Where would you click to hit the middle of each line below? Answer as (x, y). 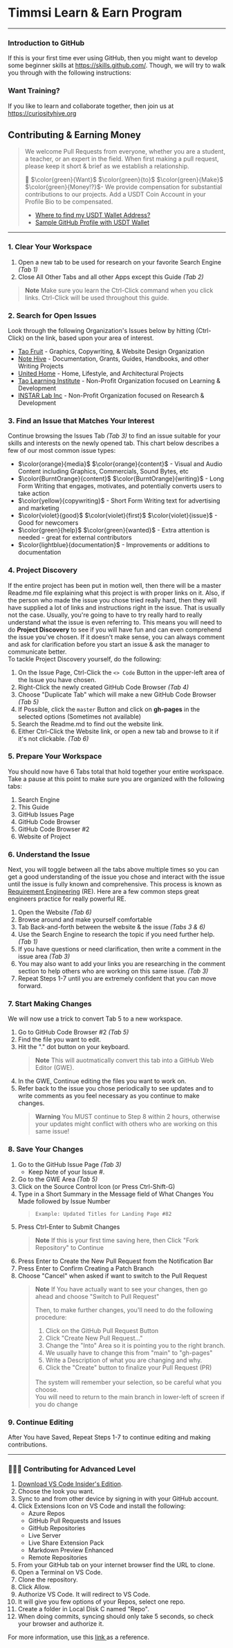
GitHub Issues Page (46, 814)
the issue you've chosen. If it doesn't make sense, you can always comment (116, 637)
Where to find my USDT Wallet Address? (93, 215)
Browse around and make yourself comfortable (85, 920)
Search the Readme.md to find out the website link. (91, 724)
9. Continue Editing (41, 1422)
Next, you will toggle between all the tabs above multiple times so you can (113, 870)
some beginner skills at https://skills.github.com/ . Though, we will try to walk (117, 65)
